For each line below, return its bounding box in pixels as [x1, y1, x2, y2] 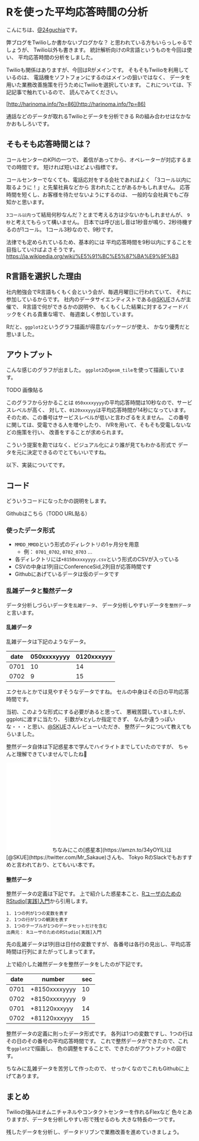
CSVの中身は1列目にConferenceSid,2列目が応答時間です [14, 563, 152, 570]
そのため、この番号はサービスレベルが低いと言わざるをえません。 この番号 [6, 414, 190, 421]
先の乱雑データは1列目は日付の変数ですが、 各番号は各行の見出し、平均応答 [6, 941, 191, 948]
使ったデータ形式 [6, 526, 55, 535]
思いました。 [6, 330, 37, 337]
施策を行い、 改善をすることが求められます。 [16, 429, 127, 436]
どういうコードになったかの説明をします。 [6, 497, 110, 505]
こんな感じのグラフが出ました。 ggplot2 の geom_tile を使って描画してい [6, 366, 179, 374]
